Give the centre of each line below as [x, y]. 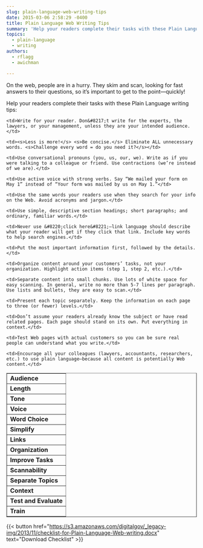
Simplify [22, 429]
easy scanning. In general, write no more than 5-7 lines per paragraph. [101, 285]
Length [21, 388]
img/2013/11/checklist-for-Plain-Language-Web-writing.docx [82, 532]
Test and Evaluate [36, 501]
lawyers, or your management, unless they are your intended [85, 126]
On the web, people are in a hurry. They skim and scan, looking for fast [95, 85]
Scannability [28, 470]
